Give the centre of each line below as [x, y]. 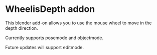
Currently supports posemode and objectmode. [54, 38]
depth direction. [22, 28]
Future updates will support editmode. [45, 47]
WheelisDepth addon [50, 9]
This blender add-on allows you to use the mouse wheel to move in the [78, 23]
